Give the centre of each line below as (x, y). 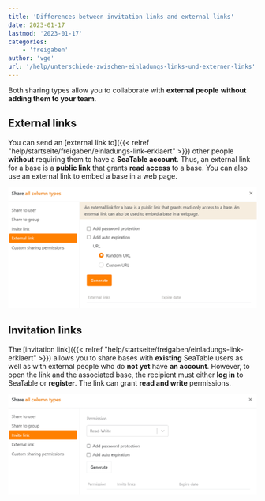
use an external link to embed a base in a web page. (93, 176)
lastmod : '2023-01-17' (45, 33)
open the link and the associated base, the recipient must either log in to (126, 375)
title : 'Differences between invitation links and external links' (121, 17)
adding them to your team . (52, 98)
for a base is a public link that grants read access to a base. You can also (128, 168)
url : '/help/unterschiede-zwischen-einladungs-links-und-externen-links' (132, 67)
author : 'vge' (32, 58)
